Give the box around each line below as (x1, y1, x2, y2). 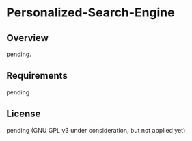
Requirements (6, 70, 68, 81)
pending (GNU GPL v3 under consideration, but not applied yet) (6, 126, 186, 134)
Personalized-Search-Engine (6, 5, 175, 21)
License (6, 108, 41, 120)
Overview (6, 32, 49, 44)
